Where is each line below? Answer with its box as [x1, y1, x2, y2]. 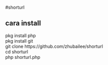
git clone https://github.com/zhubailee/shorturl [5, 43, 103, 49]
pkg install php [5, 32, 37, 39]
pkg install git [5, 38, 33, 44]
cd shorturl [5, 48, 28, 55]
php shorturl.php [5, 54, 41, 60]
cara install [5, 19, 42, 27]
